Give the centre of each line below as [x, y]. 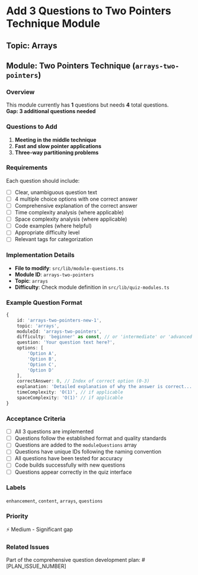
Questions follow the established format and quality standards [91, 438]
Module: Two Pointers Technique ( [71, 66]
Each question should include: [43, 180]
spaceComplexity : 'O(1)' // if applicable [70, 398]
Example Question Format [44, 302]
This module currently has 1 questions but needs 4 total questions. [87, 105]
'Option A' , [42, 354]
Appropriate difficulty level [47, 233]
